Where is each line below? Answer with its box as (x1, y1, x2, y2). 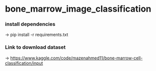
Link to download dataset (5, 44, 66, 51)
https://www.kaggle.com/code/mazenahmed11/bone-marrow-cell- (10, 55, 143, 61)
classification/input (5, 60, 43, 66)
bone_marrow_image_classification (5, 3, 152, 15)
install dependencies (5, 21, 56, 28)
